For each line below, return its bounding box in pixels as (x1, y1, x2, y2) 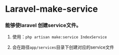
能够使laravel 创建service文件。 (5, 22, 82, 29)
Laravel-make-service (5, 3, 98, 15)
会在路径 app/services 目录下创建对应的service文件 (12, 44, 115, 50)
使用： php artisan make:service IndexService (12, 34, 107, 40)
